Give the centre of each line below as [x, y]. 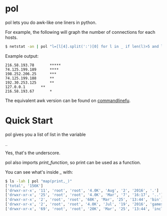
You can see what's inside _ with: [39, 172]
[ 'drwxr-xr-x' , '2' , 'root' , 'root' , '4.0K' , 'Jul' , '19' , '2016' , [77, 205]
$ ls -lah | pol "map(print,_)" [39, 181]
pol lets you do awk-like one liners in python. [51, 22]
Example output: [22, 56]
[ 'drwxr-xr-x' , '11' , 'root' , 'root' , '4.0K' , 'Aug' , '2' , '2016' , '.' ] [82, 190]
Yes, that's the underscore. [33, 153]
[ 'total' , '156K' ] [24, 186]
